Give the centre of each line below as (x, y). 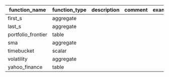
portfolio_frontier (28, 34)
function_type (69, 10)
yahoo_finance (25, 67)
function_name (28, 10)
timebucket (21, 51)
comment (136, 10)
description (105, 10)
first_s (15, 18)
